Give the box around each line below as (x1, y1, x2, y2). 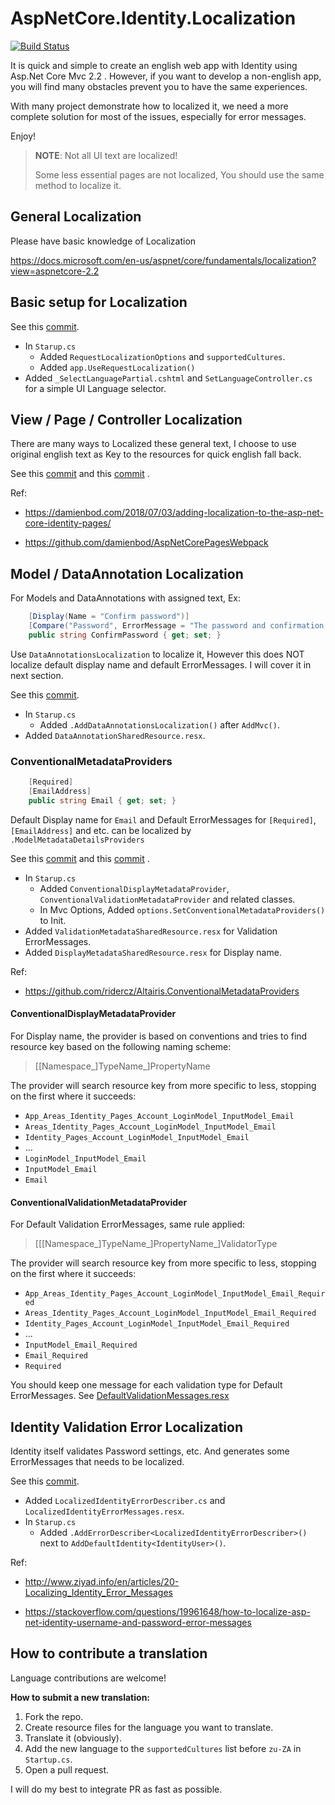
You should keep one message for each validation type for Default (10, 1379, 283, 1391)
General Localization (10, 208, 142, 226)
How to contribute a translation (10, 1645, 208, 1662)
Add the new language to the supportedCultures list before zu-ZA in (24, 1742, 302, 1754)
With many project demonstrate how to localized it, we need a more (10, 100, 289, 112)
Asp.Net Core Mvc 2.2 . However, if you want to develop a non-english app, (10, 70, 322, 82)
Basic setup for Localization (10, 294, 188, 311)
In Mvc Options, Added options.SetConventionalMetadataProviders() (39, 903, 326, 916)
